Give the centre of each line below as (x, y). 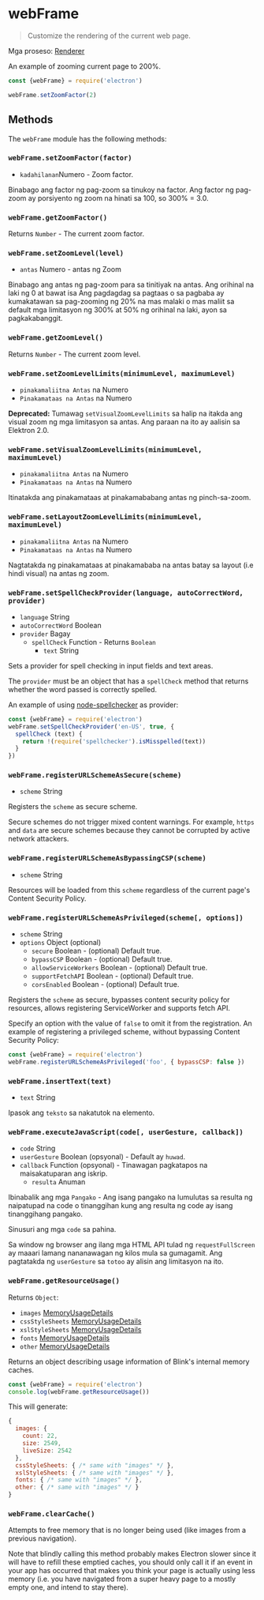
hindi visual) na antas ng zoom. (59, 573)
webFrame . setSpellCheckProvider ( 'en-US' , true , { (91, 727)
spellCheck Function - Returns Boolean (93, 642)
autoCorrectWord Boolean (60, 625)
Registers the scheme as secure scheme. (73, 807)
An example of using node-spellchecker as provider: (93, 705)
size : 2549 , (42, 1444)
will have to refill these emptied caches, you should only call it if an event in (131, 1562)
